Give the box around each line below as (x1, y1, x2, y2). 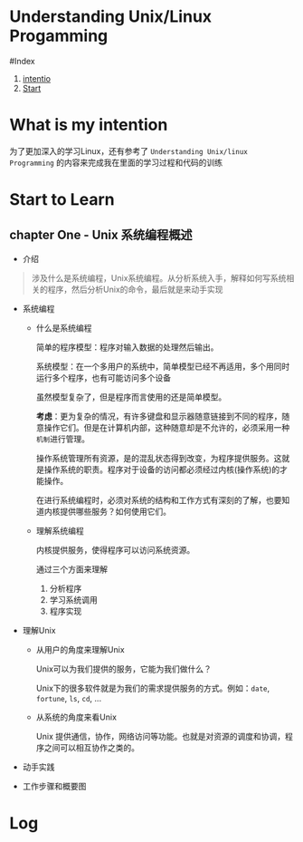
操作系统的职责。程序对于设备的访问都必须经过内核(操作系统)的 (43, 464, 280, 475)
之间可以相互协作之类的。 (43, 741, 140, 753)
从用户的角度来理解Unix (35, 644, 125, 654)
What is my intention (9, 115, 168, 135)
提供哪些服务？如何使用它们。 (60, 506, 172, 517)
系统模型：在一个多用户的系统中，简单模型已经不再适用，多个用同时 (35, 361, 290, 372)
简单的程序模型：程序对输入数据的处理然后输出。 (35, 342, 219, 353)
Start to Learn (9, 189, 115, 210)
